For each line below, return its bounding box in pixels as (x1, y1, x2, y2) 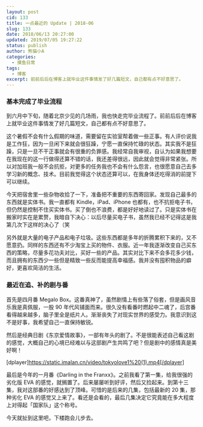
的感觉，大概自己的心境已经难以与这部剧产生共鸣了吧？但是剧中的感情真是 (6, 339, 192, 346)
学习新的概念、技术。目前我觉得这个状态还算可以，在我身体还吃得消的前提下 (6, 171, 197, 178)
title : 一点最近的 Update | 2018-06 (6, 20, 94, 26)
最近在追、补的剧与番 (6, 281, 68, 289)
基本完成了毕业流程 (6, 97, 62, 106)
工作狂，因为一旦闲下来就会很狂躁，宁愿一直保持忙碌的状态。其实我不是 (11, 140, 192, 148)
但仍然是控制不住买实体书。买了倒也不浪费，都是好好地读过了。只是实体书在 (6, 206, 197, 213)
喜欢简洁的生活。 (22, 264, 65, 272)
